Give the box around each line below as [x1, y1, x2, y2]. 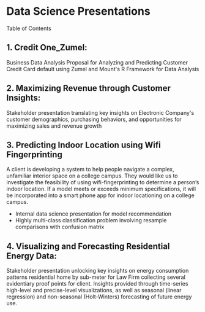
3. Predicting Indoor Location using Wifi [6, 139, 161, 150]
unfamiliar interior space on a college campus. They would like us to [6, 172, 178, 179]
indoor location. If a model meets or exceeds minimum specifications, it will [6, 185, 196, 193]
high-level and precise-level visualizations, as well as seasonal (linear [6, 287, 182, 294]
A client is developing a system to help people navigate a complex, [6, 166, 174, 173]
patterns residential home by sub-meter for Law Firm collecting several [6, 273, 185, 281]
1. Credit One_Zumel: [6, 42, 88, 53]
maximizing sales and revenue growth [6, 122, 102, 130]
